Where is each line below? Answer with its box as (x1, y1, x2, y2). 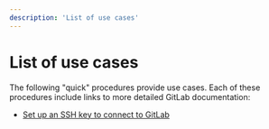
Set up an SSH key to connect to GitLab (22, 109, 170, 120)
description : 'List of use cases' (9, 13, 140, 23)
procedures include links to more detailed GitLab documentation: (9, 91, 251, 102)
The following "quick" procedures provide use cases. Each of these (9, 82, 261, 93)
